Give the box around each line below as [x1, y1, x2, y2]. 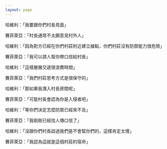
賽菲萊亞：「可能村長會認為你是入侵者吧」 [5, 96, 91, 102]
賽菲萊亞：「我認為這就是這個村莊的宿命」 [5, 138, 91, 144]
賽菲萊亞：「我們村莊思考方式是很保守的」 [5, 74, 91, 80]
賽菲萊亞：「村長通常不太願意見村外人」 [5, 32, 86, 38]
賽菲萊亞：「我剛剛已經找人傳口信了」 [5, 117, 82, 123]
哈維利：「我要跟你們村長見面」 [5, 21, 69, 27]
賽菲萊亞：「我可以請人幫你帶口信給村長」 [5, 53, 91, 59]
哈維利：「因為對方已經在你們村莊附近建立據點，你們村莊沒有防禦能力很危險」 [5, 43, 165, 49]
